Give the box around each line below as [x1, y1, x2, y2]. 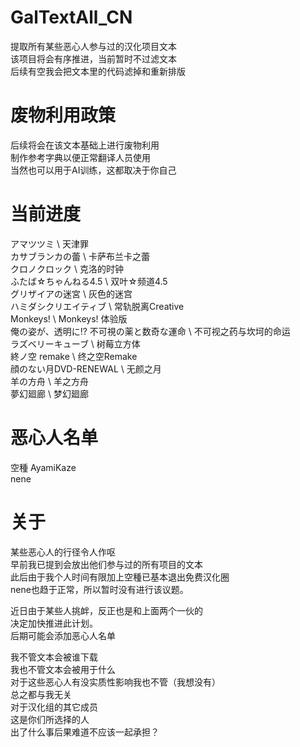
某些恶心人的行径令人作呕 [10, 546, 116, 558]
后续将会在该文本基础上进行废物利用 [10, 139, 160, 151]
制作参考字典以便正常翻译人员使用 [10, 151, 151, 163]
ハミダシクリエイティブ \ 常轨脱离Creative [10, 300, 185, 312]
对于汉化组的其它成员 [10, 701, 98, 713]
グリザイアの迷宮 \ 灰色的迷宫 [10, 287, 133, 300]
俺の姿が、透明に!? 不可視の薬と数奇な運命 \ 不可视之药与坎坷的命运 [10, 325, 291, 337]
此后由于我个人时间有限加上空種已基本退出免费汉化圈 [10, 571, 230, 583]
